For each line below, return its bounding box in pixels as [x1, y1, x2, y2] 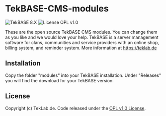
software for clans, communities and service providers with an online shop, [5, 39, 159, 45]
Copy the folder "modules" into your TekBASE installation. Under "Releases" [5, 72, 162, 78]
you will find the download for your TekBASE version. [5, 77, 114, 83]
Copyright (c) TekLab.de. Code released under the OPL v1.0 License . [5, 105, 146, 111]
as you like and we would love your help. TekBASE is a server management [5, 34, 159, 40]
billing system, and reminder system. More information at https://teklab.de [5, 45, 157, 51]
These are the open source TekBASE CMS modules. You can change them [5, 29, 158, 35]
